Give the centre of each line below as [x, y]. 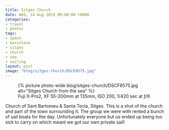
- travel [14, 24]
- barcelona [18, 43]
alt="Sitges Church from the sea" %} [56, 91]
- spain [13, 38]
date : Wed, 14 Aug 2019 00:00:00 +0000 [47, 15]
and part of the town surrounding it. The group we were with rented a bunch [85, 111]
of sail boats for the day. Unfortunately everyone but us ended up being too [84, 117]
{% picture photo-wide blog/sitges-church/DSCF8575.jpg [78, 85]
